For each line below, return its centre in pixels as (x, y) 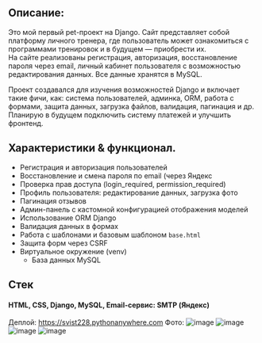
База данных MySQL (66, 260)
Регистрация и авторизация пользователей (94, 167)
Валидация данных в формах (69, 226)
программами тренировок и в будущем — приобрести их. (107, 49)
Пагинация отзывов (53, 200)
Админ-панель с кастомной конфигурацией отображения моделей (134, 209)
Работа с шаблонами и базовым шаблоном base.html (110, 234)
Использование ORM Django (68, 218)
